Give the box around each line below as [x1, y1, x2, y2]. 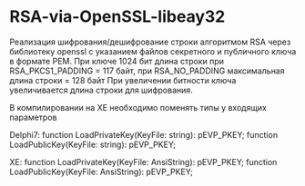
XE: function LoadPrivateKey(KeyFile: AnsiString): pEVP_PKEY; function [9, 156, 278, 167]
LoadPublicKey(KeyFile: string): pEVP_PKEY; [9, 139, 176, 150]
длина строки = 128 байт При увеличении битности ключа [9, 74, 237, 85]
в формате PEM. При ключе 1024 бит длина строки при [9, 55, 225, 66]
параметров [9, 112, 57, 122]
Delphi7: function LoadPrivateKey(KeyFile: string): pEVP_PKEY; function [9, 129, 279, 140]
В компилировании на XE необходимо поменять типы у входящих [9, 102, 267, 113]
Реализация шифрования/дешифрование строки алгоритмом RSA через [9, 36, 291, 47]
